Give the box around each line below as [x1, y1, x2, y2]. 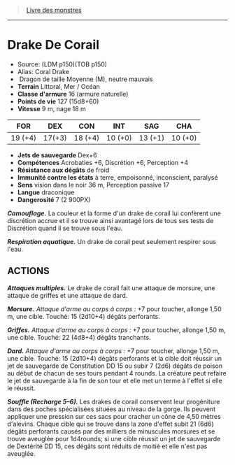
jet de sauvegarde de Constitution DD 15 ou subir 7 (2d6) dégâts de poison [7, 362, 222, 370]
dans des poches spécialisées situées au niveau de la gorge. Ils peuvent [7, 405, 215, 413]
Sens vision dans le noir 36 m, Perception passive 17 [17, 180, 170, 189]
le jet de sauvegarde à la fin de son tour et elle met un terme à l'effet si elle [7, 376, 222, 385]
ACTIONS [7, 265, 50, 277]
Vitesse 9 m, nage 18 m [17, 104, 86, 113]
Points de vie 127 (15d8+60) [17, 97, 99, 106]
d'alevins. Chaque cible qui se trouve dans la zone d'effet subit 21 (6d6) [7, 420, 215, 428]
